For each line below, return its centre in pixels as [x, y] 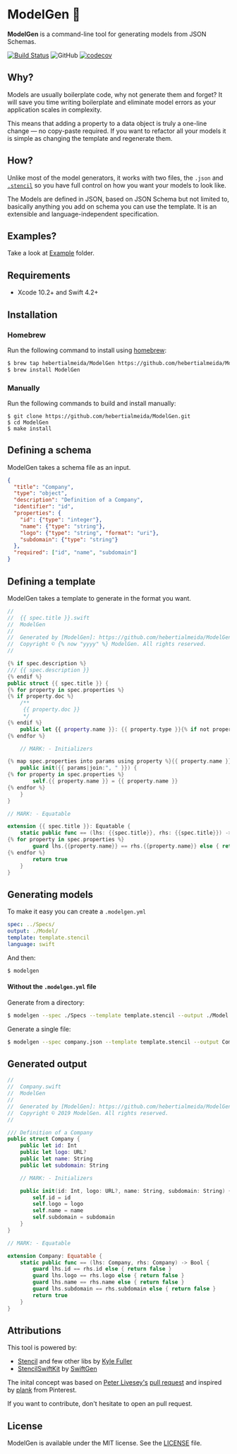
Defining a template [51, 581]
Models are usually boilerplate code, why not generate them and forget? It [115, 94]
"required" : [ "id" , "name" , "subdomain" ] [75, 553]
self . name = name [58, 1211]
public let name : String [56, 1159]
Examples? [32, 236]
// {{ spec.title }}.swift [49, 618]
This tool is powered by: [42, 1348]
